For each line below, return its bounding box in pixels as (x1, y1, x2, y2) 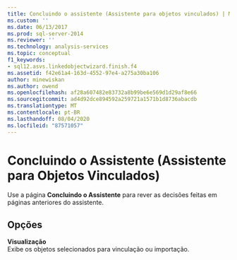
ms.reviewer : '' (7, 37, 55, 44)
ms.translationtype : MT (7, 102, 78, 110)
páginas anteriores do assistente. (7, 199, 104, 207)
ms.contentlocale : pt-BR (7, 109, 80, 116)
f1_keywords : (7, 57, 46, 64)
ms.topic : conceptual (7, 50, 71, 57)
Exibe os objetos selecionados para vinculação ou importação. (7, 245, 190, 254)
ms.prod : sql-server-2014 (7, 30, 83, 37)
